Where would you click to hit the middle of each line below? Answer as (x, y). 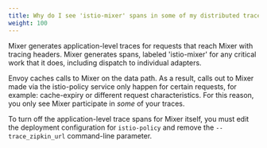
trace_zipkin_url (37, 136)
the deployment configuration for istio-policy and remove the (111, 127)
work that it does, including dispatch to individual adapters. (105, 62)
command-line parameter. (110, 135)
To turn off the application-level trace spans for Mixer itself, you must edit (129, 119)
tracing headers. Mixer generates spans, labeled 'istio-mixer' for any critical (132, 54)
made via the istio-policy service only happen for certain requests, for (122, 86)
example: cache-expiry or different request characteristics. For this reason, (131, 95)
